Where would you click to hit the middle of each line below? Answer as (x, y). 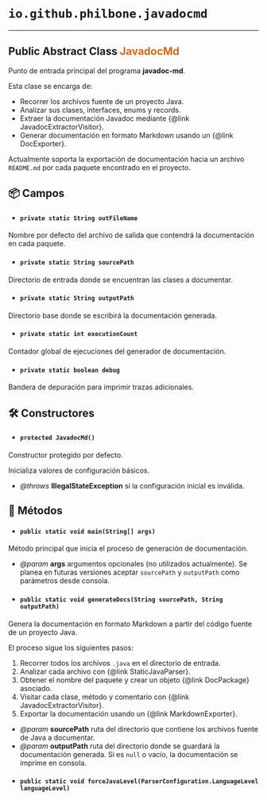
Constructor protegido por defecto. (66, 454)
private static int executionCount (79, 334)
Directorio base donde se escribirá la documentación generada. (112, 315)
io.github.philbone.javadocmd (108, 14)
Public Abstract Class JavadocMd (94, 51)
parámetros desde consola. (64, 581)
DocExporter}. (43, 143)
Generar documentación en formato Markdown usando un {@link (126, 135)
